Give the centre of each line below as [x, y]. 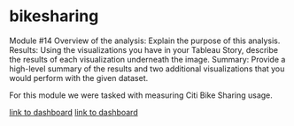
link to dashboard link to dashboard [74, 112]
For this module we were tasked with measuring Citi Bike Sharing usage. [141, 95]
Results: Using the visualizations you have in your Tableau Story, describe [144, 49]
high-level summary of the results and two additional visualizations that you [147, 69]
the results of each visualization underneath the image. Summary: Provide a [147, 59]
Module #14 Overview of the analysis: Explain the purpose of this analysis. [145, 41]
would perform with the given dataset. [79, 78]
